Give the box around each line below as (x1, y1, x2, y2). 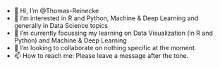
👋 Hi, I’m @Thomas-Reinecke (13, 7, 99, 15)
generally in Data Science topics (13, 22, 108, 29)
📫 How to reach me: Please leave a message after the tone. (13, 52, 189, 59)
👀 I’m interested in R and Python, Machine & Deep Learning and (13, 14, 199, 22)
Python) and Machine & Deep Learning (13, 36, 127, 45)
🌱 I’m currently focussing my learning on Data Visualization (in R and (13, 29, 213, 37)
